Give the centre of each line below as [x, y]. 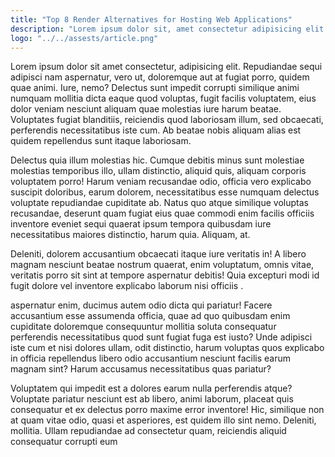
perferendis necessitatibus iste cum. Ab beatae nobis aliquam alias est [156, 130]
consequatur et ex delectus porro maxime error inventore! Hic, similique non [167, 410]
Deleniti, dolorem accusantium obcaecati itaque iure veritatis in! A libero [158, 254]
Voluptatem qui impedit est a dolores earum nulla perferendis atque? [151, 388]
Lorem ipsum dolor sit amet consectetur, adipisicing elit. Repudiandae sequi [166, 67]
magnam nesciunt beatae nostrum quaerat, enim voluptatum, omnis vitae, [162, 265]
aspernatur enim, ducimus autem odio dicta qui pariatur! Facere [141, 305]
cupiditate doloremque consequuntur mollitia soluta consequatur [143, 327]
